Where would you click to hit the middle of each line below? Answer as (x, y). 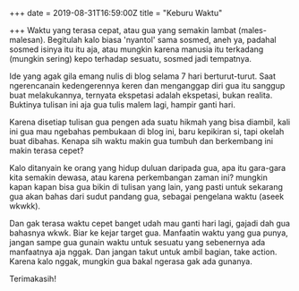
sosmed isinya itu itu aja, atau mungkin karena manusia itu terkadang (137, 49)
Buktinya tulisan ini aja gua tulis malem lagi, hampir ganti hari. (122, 105)
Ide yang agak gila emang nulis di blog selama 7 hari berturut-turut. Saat (142, 76)
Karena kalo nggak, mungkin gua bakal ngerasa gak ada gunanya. (131, 261)
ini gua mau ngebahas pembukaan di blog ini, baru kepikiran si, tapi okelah (147, 132)
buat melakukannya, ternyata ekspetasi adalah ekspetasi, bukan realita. (141, 95)
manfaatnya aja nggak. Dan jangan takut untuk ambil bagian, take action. (143, 252)
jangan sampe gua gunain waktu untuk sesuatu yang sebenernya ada (137, 242)
